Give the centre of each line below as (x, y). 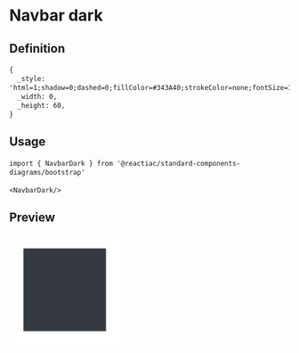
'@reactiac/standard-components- (179, 163)
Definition (37, 49)
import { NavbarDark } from (61, 163)
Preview (32, 218)
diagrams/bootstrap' (48, 172)
